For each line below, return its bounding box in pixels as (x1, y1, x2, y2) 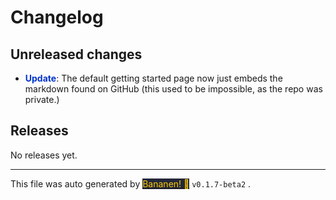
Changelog (10, 6, 104, 29)
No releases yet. (10, 149, 78, 161)
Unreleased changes (10, 46, 143, 63)
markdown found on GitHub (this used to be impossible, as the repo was (24, 83, 323, 95)
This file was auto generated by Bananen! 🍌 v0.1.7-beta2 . (10, 177, 252, 190)
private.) (24, 94, 60, 105)
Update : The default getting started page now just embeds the (24, 72, 283, 84)
